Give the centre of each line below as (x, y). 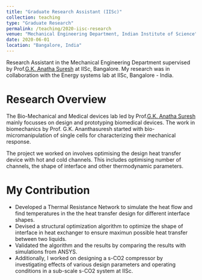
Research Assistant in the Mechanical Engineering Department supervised (98, 62)
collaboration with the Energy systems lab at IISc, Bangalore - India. (90, 75)
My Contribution (48, 190)
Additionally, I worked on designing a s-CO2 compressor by (89, 258)
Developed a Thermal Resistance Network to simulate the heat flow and (104, 207)
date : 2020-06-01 (28, 40)
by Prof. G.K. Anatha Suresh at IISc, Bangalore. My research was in (88, 68)
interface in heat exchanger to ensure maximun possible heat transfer (101, 233)
